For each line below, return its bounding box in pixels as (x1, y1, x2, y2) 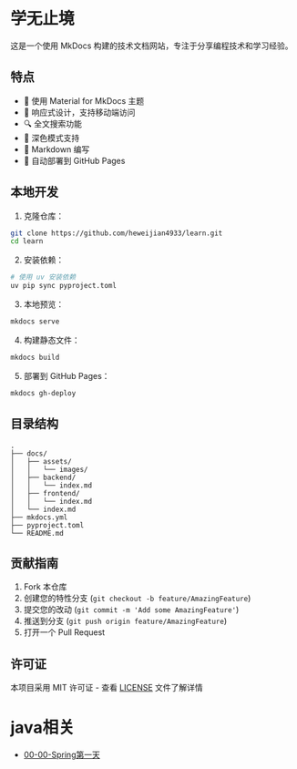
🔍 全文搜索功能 (23, 118, 83, 128)
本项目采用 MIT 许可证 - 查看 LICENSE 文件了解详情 (10, 682, 203, 693)
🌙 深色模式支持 (23, 132, 80, 143)
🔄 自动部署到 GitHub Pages (23, 155, 126, 166)
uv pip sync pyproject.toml (10, 282, 118, 291)
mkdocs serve (10, 317, 60, 326)
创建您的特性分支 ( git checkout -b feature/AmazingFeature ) (23, 593, 251, 604)
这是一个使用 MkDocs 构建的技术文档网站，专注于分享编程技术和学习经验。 (10, 40, 294, 51)
